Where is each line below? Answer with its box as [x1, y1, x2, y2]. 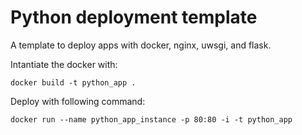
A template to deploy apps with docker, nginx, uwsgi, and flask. [10, 39, 272, 51]
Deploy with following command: [10, 95, 146, 107]
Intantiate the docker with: [10, 58, 118, 70]
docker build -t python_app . [10, 77, 137, 88]
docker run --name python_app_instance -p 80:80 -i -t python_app [10, 114, 293, 125]
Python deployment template [10, 6, 258, 29]
